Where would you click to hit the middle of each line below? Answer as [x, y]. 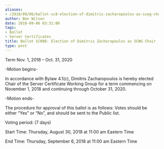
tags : [10, 28]
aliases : [14, 9]
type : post [16, 46]
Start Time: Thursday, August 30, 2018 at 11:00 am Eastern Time [70, 131]
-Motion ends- [20, 98]
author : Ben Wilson [25, 19]
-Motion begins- [21, 69]
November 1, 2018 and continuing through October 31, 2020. [66, 89]
